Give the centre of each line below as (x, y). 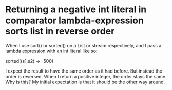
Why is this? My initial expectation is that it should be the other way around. (85, 82)
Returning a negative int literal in (76, 10)
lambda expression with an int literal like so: (51, 51)
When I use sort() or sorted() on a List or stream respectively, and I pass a (83, 45)
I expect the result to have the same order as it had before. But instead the (84, 71)
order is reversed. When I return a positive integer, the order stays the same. (86, 76)
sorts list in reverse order (60, 31)
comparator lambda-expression (74, 20)
